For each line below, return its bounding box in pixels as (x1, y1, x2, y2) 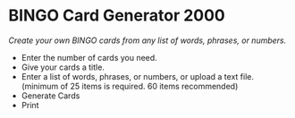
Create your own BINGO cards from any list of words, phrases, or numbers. (8, 35, 287, 46)
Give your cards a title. (21, 62, 105, 72)
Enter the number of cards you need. (21, 52, 157, 63)
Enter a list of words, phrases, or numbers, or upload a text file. (21, 71, 254, 81)
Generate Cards (21, 90, 80, 101)
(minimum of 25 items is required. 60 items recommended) (21, 80, 239, 91)
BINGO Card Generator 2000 (8, 5, 225, 26)
